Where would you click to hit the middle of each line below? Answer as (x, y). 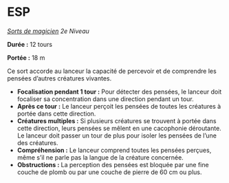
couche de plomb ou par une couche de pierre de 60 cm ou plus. (109, 172)
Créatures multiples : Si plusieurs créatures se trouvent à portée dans (117, 120)
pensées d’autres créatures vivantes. (59, 78)
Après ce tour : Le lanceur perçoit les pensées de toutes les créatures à (119, 106)
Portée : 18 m (26, 57)
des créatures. (37, 142)
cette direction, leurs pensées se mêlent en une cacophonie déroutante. (119, 128)
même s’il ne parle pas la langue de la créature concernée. (100, 157)
